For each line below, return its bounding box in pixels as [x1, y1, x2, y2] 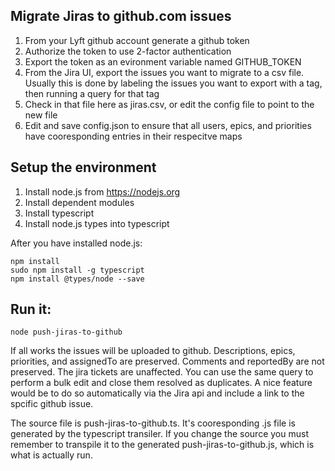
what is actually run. [10, 449, 93, 461]
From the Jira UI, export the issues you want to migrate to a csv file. [24, 66, 305, 78]
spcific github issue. [10, 398, 94, 410]
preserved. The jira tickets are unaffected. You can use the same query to [10, 366, 314, 378]
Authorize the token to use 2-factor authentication [24, 45, 232, 57]
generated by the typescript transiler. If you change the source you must [10, 428, 309, 440]
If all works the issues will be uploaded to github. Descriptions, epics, [10, 345, 296, 357]
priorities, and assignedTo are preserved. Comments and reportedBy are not [10, 355, 325, 368]
